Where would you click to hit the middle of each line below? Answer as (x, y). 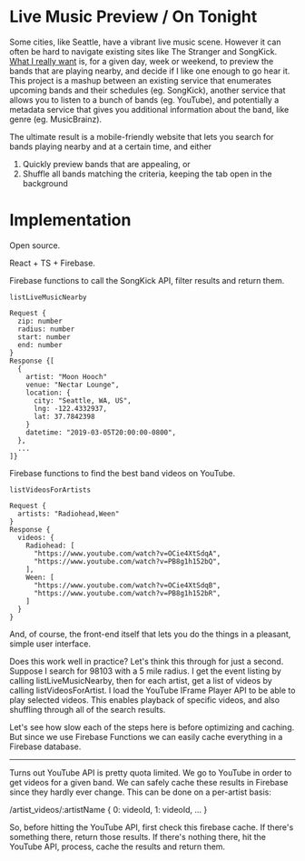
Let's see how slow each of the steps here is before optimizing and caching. (152, 727)
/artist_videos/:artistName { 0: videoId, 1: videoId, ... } (108, 809)
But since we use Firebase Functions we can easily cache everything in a (146, 736)
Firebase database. (45, 746)
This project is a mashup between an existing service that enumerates (141, 80)
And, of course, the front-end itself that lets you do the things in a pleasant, (150, 634)
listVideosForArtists (50, 490)
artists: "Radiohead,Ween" (69, 514)
